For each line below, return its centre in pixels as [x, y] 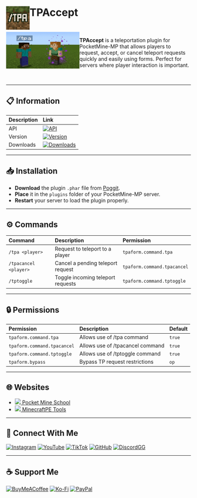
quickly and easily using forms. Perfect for [130, 59]
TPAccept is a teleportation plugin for [125, 40]
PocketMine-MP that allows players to [125, 46]
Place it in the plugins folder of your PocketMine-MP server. [87, 194]
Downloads [22, 145]
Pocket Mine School [46, 402]
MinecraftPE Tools [44, 409]
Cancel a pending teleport [86, 263]
